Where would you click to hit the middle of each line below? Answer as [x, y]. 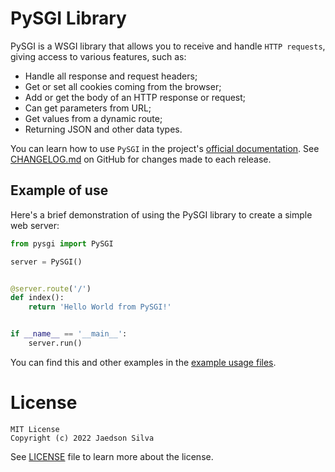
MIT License [35, 429]
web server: [35, 225]
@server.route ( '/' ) [51, 288]
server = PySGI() [46, 262]
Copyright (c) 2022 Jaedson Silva [82, 438]
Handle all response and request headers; [111, 76]
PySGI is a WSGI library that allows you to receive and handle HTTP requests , [168, 46]
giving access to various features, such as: [98, 56]
